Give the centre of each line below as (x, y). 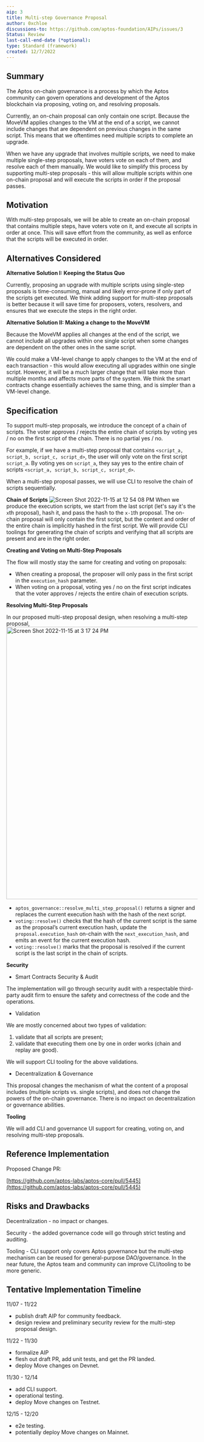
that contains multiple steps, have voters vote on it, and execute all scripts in (102, 226)
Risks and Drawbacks (48, 1206)
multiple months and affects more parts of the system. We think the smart (98, 379)
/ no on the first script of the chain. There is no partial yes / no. (85, 438)
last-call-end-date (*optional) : (49, 40)
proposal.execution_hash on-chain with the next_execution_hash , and (102, 934)
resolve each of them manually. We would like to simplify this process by (97, 166)
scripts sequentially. (31, 488)
